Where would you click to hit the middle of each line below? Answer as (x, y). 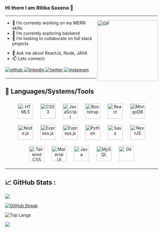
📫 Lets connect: (29, 58)
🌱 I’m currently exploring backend (46, 33)
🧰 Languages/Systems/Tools (49, 91)
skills (17, 28)
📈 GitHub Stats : (31, 182)
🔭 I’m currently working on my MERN (49, 23)
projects (20, 44)
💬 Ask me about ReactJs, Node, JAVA (49, 53)
